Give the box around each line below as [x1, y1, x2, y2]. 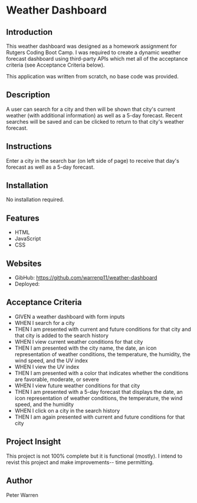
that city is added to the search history [14, 331, 109, 339]
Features [6, 213, 40, 223]
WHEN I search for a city [14, 319, 75, 326]
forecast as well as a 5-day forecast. [6, 163, 95, 170]
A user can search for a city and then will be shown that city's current [6, 106, 176, 113]
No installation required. [6, 196, 64, 203]
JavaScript [14, 235, 41, 242]
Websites [6, 258, 42, 268]
